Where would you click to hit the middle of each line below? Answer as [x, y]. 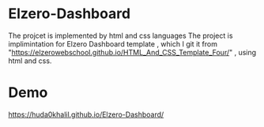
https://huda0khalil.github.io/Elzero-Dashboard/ [86, 114]
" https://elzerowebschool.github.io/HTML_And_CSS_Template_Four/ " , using [132, 52]
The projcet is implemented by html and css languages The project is [121, 35]
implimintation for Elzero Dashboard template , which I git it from [113, 43]
